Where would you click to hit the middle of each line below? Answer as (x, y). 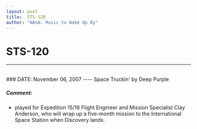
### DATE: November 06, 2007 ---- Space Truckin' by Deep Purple (87, 79)
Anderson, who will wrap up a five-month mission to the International (98, 114)
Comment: (19, 93)
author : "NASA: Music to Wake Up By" (52, 22)
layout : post (22, 11)
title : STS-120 (26, 17)
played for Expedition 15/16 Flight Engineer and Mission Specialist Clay (100, 108)
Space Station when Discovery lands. (60, 120)
